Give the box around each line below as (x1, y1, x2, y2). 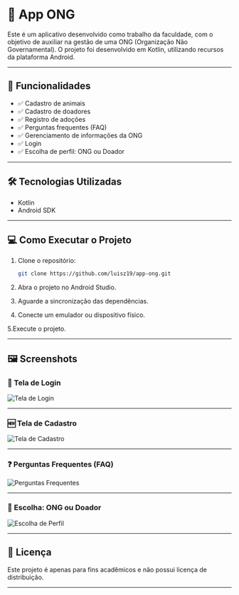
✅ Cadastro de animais (17, 99, 85, 108)
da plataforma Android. (7, 53, 75, 61)
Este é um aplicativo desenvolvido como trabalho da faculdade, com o (7, 30, 213, 38)
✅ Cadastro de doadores (17, 107, 91, 115)
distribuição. (7, 573, 44, 581)
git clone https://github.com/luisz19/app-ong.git (17, 270, 171, 277)
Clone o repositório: (17, 257, 76, 265)
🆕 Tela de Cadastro (7, 418, 77, 428)
